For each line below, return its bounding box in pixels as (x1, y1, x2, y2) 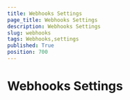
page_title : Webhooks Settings (7, 17, 98, 23)
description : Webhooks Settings (7, 23, 101, 30)
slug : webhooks (7, 29, 51, 37)
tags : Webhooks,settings (7, 36, 79, 43)
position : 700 (7, 49, 49, 56)
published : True (7, 42, 54, 49)
